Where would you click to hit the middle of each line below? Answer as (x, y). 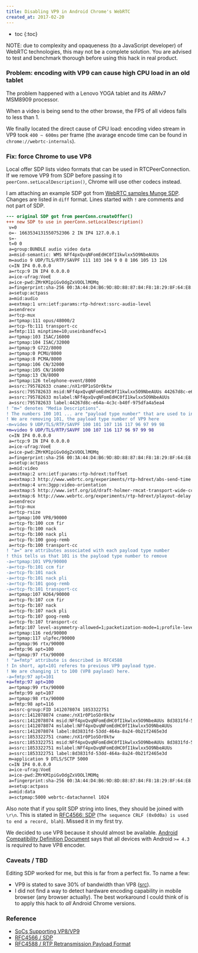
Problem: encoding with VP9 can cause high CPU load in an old (98, 73)
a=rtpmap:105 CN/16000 (37, 370)
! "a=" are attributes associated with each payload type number (88, 551)
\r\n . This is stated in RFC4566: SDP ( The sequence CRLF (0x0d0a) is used (97, 814)
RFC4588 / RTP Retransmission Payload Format (72, 944)
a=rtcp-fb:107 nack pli (38, 611)
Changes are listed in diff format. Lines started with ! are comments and (95, 199)
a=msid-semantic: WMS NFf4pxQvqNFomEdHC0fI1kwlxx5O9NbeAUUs (84, 255)
